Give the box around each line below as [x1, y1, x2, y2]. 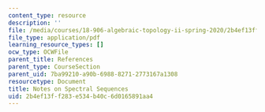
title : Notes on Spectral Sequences [8, 84, 129, 93]
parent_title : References [8, 56, 93, 64]
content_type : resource [8, 11, 87, 20]
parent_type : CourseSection [8, 63, 101, 71]
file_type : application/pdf [8, 33, 101, 42]
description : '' [8, 19, 62, 27]
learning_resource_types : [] [8, 41, 104, 49]
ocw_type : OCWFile [8, 48, 69, 56]
